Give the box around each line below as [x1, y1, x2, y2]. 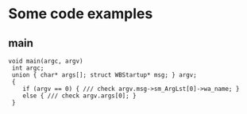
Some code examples [8, 5, 153, 23]
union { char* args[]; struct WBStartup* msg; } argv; [11, 71, 197, 79]
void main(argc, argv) [8, 57, 83, 65]
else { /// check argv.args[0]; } [22, 92, 137, 100]
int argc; [11, 64, 44, 72]
